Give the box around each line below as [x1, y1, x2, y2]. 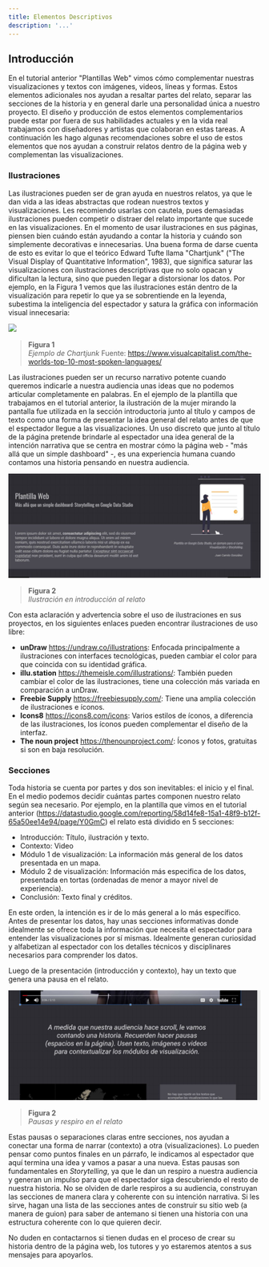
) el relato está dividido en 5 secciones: [105, 817, 235, 827]
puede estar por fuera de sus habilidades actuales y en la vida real [8, 116, 228, 126]
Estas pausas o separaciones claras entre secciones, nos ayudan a [8, 1131, 230, 1142]
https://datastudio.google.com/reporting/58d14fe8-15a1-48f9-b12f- [38, 808, 261, 818]
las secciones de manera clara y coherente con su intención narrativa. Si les [8, 1192, 260, 1201]
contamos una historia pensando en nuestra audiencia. [8, 457, 190, 467]
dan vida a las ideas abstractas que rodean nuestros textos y [8, 196, 210, 206]
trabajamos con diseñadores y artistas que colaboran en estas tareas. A [8, 124, 246, 134]
